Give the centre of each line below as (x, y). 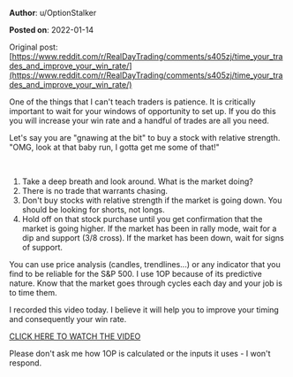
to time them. (33, 292)
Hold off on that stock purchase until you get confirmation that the (142, 219)
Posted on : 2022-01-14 (52, 30)
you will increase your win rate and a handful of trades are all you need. (139, 120)
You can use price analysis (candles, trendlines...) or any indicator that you (145, 264)
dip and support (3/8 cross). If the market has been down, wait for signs (153, 238)
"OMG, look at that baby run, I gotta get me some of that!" (115, 147)
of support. (42, 247)
